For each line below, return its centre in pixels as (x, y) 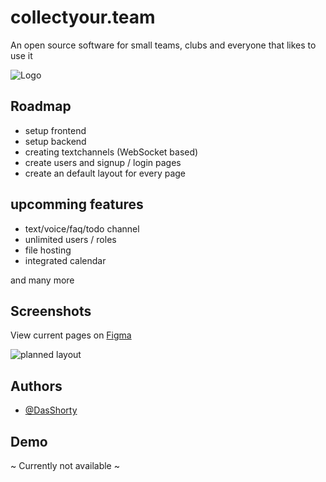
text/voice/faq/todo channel (82, 228)
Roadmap (41, 106)
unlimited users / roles (70, 239)
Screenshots (51, 311)
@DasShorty (51, 410)
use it (21, 55)
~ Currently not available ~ (65, 465)
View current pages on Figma (71, 335)
